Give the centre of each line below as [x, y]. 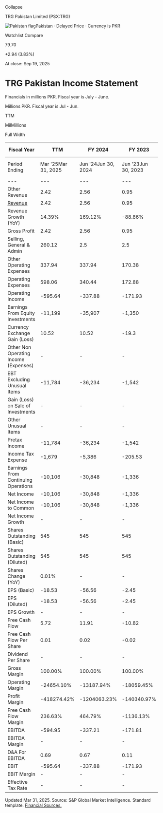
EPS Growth [21, 612]
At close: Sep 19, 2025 [27, 64]
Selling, [16, 239]
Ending [16, 170]
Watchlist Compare [24, 35]
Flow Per [17, 640]
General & [19, 245]
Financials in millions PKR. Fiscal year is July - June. [57, 96]
